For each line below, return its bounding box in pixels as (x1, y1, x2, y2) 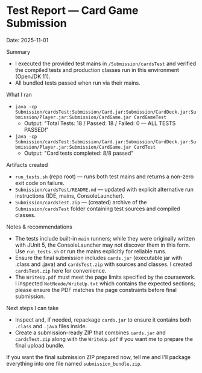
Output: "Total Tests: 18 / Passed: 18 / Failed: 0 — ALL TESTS (24, 119, 176, 127)
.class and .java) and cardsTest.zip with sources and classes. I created (14, 261, 192, 268)
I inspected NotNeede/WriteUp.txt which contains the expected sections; (14, 279, 196, 287)
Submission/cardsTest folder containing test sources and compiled (14, 205, 180, 212)
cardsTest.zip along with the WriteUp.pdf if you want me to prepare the (14, 335, 194, 342)
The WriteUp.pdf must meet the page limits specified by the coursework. (14, 273, 196, 281)
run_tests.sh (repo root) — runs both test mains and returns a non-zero (14, 173, 194, 180)
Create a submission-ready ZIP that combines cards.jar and (14, 329, 166, 336)
